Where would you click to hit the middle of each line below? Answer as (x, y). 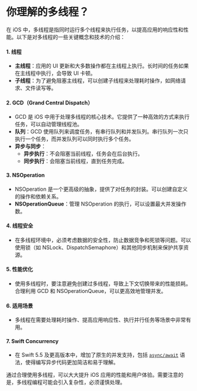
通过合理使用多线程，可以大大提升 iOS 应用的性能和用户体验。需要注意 (92, 375)
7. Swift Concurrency (33, 341)
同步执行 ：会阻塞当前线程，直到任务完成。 (75, 161)
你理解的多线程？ (48, 12)
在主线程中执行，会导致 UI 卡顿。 (55, 73)
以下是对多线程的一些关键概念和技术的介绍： (71, 37)
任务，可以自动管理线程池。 (49, 124)
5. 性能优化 (20, 269)
